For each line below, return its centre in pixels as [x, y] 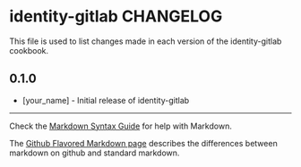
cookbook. [29, 50]
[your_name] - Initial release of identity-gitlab [106, 100]
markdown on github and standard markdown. [95, 153]
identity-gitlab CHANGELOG [116, 17]
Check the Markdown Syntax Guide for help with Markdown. [121, 126]
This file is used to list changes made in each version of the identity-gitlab [146, 41]
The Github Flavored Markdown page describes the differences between [143, 143]
